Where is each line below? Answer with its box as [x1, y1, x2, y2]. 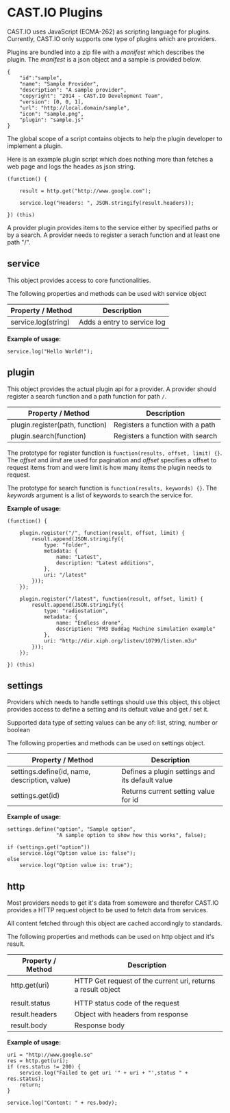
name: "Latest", [55, 553, 103, 560]
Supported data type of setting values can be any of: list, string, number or [7, 718, 218, 727]
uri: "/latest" [43, 571, 88, 578]
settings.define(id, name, [10, 767, 91, 777]
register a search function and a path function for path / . [7, 392, 167, 400]
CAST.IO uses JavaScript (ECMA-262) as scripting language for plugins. [7, 27, 211, 36]
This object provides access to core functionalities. [7, 276, 151, 284]
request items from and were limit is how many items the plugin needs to [7, 463, 212, 471]
